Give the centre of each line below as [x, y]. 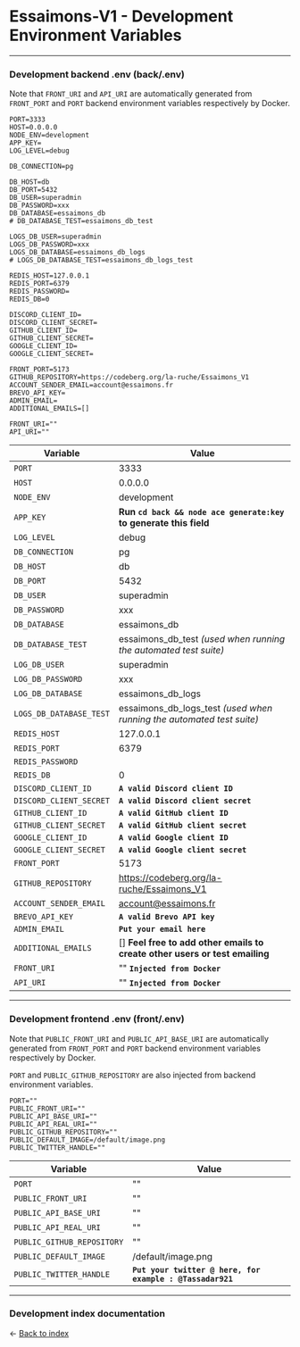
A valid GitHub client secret [183, 826]
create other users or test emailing [194, 954]
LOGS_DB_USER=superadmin [55, 237]
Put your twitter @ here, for [196, 1270]
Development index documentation [87, 1314]
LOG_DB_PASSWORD [48, 679]
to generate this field [164, 523]
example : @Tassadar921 [183, 1279]
